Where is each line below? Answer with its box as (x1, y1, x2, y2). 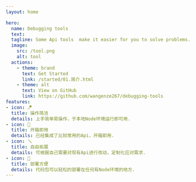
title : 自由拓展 (11, 144, 49, 150)
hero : (5, 19, 19, 26)
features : (5, 99, 31, 105)
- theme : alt (16, 82, 50, 88)
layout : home (5, 8, 39, 15)
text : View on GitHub (21, 87, 77, 94)
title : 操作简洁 (11, 110, 49, 116)
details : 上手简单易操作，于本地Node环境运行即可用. (11, 116, 131, 122)
